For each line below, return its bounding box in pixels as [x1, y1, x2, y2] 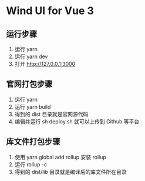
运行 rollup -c [14, 160, 48, 168]
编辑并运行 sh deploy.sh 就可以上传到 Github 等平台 [14, 118, 140, 125]
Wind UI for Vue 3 [6, 4, 94, 18]
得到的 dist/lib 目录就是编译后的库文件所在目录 [14, 168, 127, 175]
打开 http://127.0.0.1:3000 [14, 61, 76, 67]
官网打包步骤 [6, 79, 53, 89]
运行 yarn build [14, 103, 51, 110]
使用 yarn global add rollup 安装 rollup [14, 153, 107, 160]
